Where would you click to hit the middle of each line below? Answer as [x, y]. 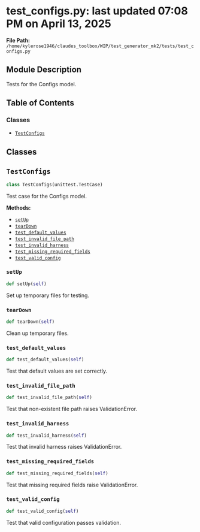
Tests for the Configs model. [41, 84]
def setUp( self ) [26, 284]
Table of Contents [40, 103]
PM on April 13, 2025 [59, 24]
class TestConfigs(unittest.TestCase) [54, 185]
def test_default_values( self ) [45, 360]
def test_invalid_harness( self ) [46, 436]
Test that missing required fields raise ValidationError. [72, 485]
